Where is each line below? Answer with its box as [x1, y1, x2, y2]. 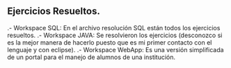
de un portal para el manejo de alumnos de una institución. [7, 53, 176, 61]
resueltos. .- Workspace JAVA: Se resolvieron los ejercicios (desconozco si [7, 31, 223, 39]
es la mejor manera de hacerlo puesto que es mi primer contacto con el [7, 38, 212, 47]
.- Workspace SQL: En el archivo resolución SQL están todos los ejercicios [7, 23, 221, 32]
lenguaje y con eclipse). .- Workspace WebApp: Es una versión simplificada [7, 45, 224, 54]
